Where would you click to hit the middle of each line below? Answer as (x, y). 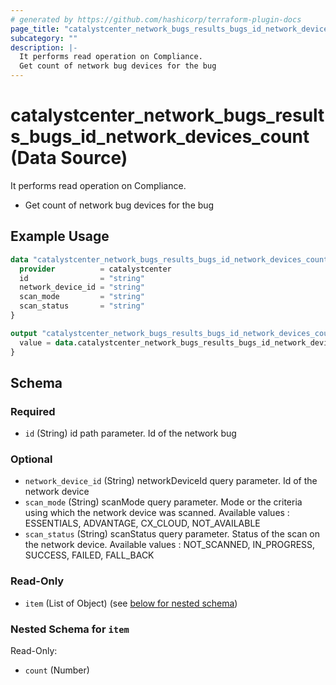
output (24, 333)
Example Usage (60, 236)
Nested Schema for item (70, 629)
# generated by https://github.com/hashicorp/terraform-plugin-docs (156, 19)
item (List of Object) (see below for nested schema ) (131, 603)
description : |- (44, 47)
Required (33, 411)
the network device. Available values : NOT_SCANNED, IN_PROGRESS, (170, 545)
